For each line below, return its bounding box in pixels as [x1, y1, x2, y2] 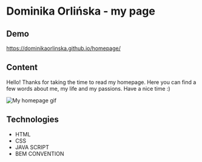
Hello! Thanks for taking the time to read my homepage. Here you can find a [6, 78, 197, 86]
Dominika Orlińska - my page [6, 4, 156, 18]
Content [6, 62, 38, 72]
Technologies [6, 114, 59, 125]
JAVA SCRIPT [15, 143, 50, 150]
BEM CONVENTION [15, 150, 65, 157]
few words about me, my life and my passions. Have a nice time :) [6, 85, 171, 92]
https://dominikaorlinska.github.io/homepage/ [6, 44, 121, 52]
